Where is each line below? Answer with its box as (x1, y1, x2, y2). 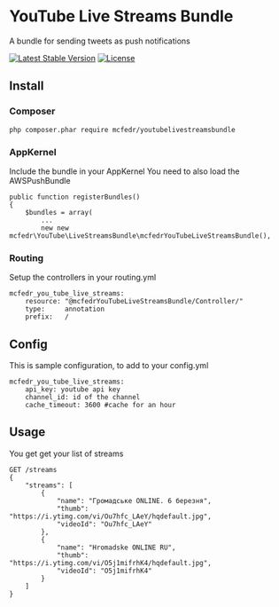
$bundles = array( (25, 208, 93, 217)
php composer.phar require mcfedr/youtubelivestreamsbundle (9, 125, 236, 134)
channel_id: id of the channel (25, 393, 141, 402)
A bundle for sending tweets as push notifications (9, 35, 190, 46)
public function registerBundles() (9, 193, 141, 201)
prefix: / (25, 312, 69, 321)
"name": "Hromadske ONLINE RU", (56, 543, 176, 552)
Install (9, 78, 44, 94)
